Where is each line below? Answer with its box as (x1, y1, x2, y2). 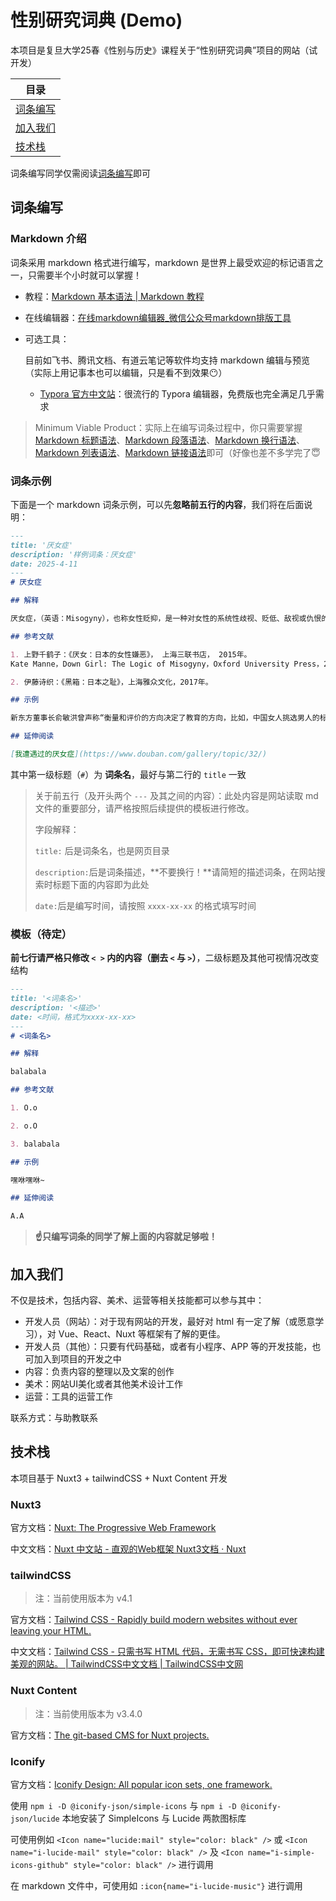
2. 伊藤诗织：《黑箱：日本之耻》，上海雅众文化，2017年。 (10, 677, 213, 687)
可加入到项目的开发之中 (24, 1353, 122, 1365)
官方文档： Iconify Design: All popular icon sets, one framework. (10, 1779, 273, 1791)
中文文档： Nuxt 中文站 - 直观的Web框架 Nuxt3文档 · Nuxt (10, 1543, 247, 1555)
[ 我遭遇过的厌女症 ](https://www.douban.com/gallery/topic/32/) (10, 749, 268, 760)
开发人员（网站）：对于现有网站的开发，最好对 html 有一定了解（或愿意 (24, 1316, 316, 1328)
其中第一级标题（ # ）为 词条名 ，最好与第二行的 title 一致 (10, 768, 247, 780)
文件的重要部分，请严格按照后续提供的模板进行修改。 (34, 802, 255, 814)
